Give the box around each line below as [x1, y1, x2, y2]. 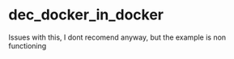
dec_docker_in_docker [8, 6, 164, 24]
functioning [8, 40, 47, 50]
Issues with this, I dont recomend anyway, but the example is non [8, 32, 227, 42]
